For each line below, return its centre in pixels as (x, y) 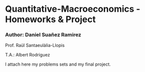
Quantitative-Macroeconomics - (73, 9)
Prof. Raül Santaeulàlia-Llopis (35, 46)
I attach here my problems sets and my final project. (58, 64)
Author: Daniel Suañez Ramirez (43, 35)
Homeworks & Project (51, 19)
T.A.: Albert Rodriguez (28, 55)
